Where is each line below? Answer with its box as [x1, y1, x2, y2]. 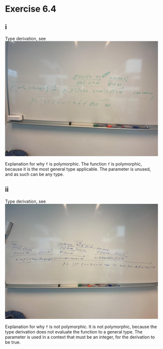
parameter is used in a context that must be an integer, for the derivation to [5, 334, 155, 340]
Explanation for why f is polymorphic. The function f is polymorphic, [5, 161, 142, 166]
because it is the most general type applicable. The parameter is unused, [5, 166, 151, 172]
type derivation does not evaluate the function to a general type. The [5, 329, 143, 334]
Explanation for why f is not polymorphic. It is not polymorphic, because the [5, 324, 157, 330]
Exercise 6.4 [5, 3, 57, 15]
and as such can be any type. [5, 171, 64, 177]
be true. [5, 339, 21, 345]
